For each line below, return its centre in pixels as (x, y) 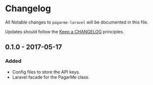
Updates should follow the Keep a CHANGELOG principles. (65, 31)
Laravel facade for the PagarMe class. (51, 77)
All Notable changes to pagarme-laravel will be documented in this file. (77, 22)
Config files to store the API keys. (46, 72)
